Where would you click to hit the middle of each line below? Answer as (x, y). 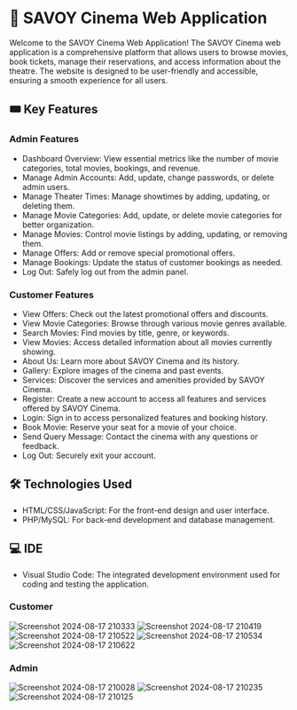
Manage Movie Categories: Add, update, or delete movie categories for (152, 215)
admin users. (46, 186)
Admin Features (44, 139)
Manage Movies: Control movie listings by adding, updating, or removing (155, 233)
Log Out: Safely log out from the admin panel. (105, 272)
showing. (39, 351)
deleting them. (48, 205)
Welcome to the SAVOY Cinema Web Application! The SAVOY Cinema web (145, 43)
